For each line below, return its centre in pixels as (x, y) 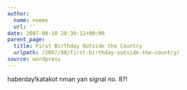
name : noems (31, 20)
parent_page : (26, 40)
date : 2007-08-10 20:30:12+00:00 (56, 33)
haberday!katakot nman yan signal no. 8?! (68, 79)
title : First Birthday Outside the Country (78, 46)
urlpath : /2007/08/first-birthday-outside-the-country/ (97, 53)
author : (19, 14)
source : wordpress (34, 59)
